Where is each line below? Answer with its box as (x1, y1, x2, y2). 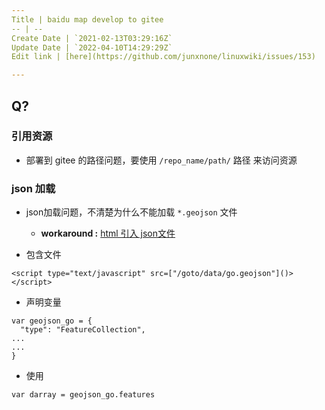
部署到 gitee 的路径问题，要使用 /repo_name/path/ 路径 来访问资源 (25, 154, 298, 166)
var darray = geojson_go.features (11, 390, 156, 400)
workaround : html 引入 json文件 (40, 227, 176, 240)
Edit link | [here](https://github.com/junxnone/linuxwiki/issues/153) (11, 52, 316, 62)
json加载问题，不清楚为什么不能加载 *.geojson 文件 (25, 206, 238, 218)
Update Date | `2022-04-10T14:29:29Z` (11, 42, 173, 53)
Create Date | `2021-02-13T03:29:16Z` (11, 33, 173, 43)
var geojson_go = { (11, 316, 93, 326)
